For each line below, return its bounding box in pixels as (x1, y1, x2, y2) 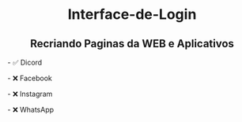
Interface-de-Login (67, 6, 197, 24)
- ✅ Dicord (7, 57, 43, 67)
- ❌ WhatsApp (7, 105, 55, 114)
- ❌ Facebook (7, 73, 52, 83)
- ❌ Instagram (7, 89, 53, 98)
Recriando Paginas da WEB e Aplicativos (29, 37, 235, 50)
